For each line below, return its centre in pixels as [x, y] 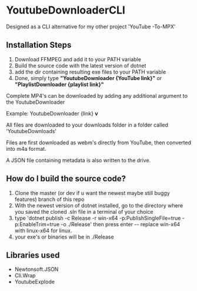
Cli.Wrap [25, 276]
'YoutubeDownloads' [31, 131]
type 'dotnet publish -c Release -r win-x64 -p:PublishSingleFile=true [98, 218]
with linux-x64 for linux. [43, 230]
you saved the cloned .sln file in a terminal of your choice [84, 211]
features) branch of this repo [49, 199]
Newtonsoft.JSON [36, 269]
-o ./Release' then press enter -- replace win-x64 [121, 224]
